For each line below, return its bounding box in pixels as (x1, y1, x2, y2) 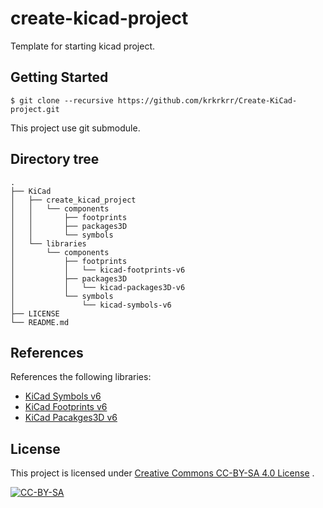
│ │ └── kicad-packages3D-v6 (10, 282, 186, 292)
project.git (10, 104, 60, 114)
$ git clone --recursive (10, 95, 114, 106)
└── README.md (10, 317, 70, 327)
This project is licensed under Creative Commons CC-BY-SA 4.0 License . (10, 467, 315, 479)
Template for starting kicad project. (10, 40, 156, 52)
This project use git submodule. (10, 122, 141, 134)
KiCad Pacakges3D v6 (24, 412, 118, 424)
